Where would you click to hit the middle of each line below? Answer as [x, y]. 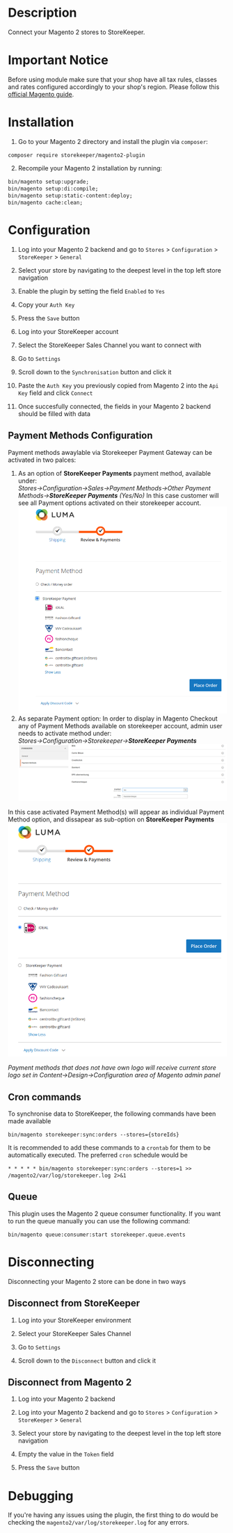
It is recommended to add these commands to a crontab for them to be [109, 1148]
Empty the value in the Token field [66, 1454]
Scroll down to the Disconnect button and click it [87, 1361]
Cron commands [45, 1097]
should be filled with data [54, 414]
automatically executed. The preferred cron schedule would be [98, 1155]
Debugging [41, 1496]
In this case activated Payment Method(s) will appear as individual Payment [116, 812]
